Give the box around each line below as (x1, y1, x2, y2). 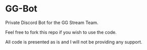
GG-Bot (5, 3, 38, 14)
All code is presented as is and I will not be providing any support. (5, 38, 142, 45)
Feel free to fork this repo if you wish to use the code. (5, 29, 117, 35)
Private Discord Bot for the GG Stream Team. (5, 19, 99, 25)
